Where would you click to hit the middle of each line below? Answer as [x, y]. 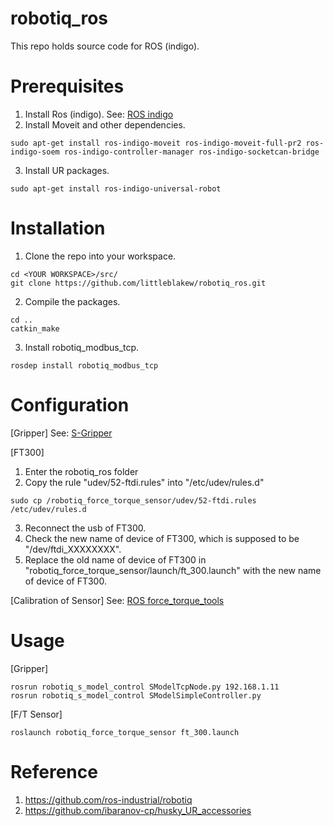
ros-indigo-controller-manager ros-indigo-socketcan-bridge [191, 152]
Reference [54, 771]
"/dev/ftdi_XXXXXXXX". [73, 549]
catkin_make [35, 328]
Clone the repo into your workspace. [100, 256]
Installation [58, 228]
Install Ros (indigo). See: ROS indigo [99, 114]
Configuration [70, 405]
